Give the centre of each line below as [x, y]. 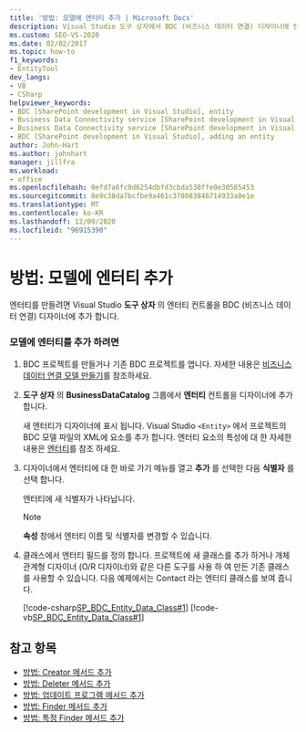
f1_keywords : [34, 60]
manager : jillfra [42, 162]
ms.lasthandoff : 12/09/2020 [63, 221]
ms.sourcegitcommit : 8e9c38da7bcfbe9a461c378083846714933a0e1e [132, 196]
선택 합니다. [44, 479]
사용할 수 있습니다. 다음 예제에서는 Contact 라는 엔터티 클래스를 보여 [154, 578]
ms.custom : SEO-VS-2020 [55, 35]
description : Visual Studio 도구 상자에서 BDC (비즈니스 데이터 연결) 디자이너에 [149, 26]
